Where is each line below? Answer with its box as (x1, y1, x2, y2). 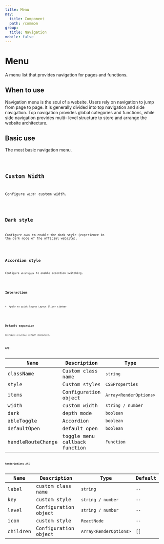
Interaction (5, 290, 28, 295)
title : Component (9, 16, 45, 21)
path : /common (9, 21, 38, 26)
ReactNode (81, 518, 104, 523)
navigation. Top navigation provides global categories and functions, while (5, 109, 155, 115)
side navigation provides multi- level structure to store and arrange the (5, 115, 147, 121)
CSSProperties (105, 382, 138, 387)
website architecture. (5, 120, 48, 125)
